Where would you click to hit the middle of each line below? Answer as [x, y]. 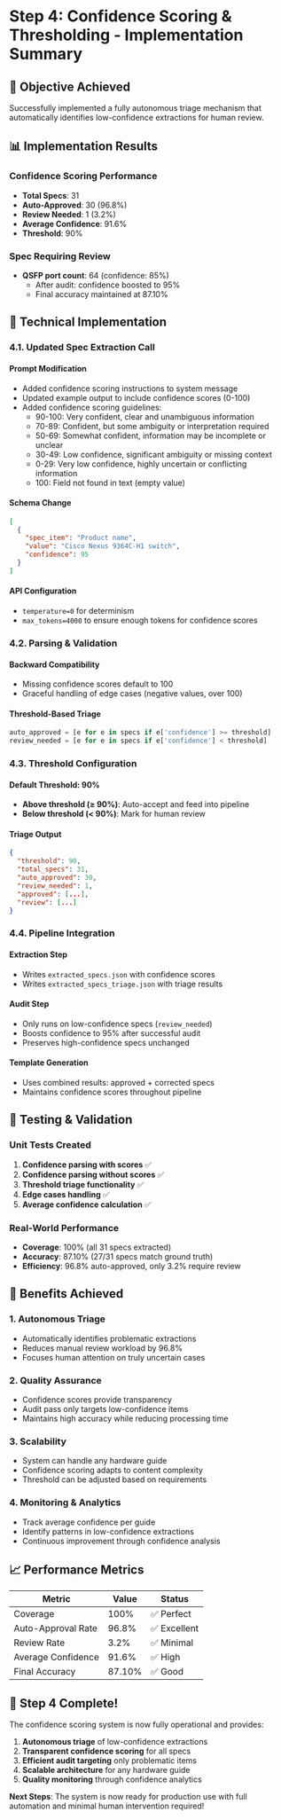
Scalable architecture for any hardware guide [106, 1770]
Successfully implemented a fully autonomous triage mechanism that [135, 108]
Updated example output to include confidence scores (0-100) [136, 397]
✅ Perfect [171, 1614]
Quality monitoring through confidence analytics [112, 1779]
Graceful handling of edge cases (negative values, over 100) [132, 694]
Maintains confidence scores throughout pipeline [112, 1092]
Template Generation [49, 1063]
